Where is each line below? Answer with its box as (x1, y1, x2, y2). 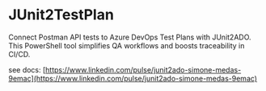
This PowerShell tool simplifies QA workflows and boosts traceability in (8, 40, 245, 50)
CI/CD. (8, 49, 31, 59)
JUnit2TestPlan (8, 6, 115, 24)
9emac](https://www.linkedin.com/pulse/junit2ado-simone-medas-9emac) (8, 73, 257, 83)
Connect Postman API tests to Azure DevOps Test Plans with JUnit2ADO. (8, 32, 252, 42)
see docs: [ (8, 64, 46, 74)
